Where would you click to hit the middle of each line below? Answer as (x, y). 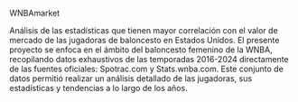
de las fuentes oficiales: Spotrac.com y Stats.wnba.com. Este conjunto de (147, 69)
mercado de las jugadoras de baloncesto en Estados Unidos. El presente (144, 40)
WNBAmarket (35, 13)
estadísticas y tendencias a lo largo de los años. (98, 88)
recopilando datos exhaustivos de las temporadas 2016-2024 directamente (149, 59)
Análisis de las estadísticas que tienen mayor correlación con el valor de (144, 30)
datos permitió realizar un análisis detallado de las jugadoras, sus (131, 79)
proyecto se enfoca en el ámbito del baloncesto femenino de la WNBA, (141, 50)
